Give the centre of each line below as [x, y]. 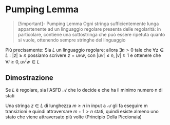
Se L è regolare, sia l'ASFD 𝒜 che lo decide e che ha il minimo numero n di [84, 90]
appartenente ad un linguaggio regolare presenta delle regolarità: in [89, 29]
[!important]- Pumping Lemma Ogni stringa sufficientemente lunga [88, 24]
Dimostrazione [29, 78]
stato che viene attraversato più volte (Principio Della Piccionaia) [74, 117]
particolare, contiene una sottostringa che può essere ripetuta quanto [91, 34]
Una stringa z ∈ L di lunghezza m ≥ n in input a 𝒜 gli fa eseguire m [77, 106]
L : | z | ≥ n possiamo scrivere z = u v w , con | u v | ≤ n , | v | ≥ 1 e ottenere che [83, 55]
